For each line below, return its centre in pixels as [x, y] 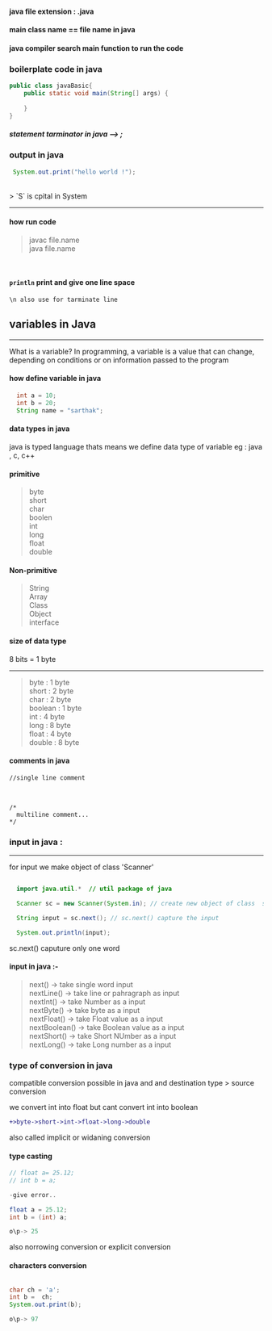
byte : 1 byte [49, 682]
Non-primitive [33, 570]
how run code [33, 222]
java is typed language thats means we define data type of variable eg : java [136, 446]
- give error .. [33, 1195]
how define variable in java [55, 379]
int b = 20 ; [37, 403]
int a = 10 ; [37, 396]
